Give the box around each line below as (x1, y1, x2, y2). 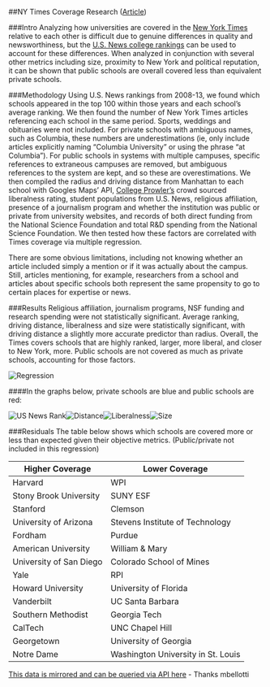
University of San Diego (12, 556, 103, 567)
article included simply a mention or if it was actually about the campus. (8, 262, 249, 271)
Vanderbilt (12, 596, 53, 607)
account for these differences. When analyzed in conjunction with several (8, 49, 255, 58)
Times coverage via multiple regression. (8, 237, 142, 246)
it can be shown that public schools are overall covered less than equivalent (8, 66, 262, 76)
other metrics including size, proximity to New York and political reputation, (8, 57, 259, 67)
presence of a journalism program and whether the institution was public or (8, 202, 260, 212)
